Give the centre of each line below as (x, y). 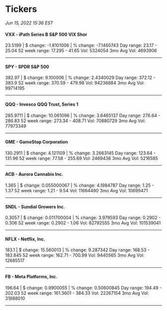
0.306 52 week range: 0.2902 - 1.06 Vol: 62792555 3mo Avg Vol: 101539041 (83, 223)
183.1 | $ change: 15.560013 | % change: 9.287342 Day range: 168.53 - (78, 250)
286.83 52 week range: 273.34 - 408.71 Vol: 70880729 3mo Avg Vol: (75, 121)
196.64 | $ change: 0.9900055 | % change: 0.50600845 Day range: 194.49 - (83, 288)
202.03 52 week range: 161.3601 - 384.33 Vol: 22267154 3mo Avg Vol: (77, 293)
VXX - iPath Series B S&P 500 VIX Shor (46, 34)
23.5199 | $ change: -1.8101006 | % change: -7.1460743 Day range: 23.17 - (81, 45)
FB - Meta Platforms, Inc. (31, 276)
